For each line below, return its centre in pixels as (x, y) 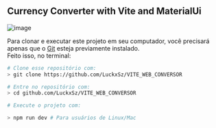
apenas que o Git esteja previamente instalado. (73, 48)
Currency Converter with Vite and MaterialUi (105, 11)
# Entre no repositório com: (49, 87)
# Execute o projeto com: (44, 105)
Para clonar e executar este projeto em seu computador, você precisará (108, 41)
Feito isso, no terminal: (39, 55)
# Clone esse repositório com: (52, 68)
